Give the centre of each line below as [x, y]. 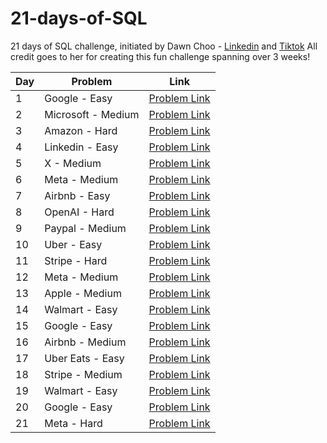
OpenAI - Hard [79, 212]
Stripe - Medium [83, 374]
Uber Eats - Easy [84, 358]
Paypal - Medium [85, 228]
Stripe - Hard [76, 260]
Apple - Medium [83, 293]
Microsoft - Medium [92, 114]
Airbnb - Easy [77, 195]
